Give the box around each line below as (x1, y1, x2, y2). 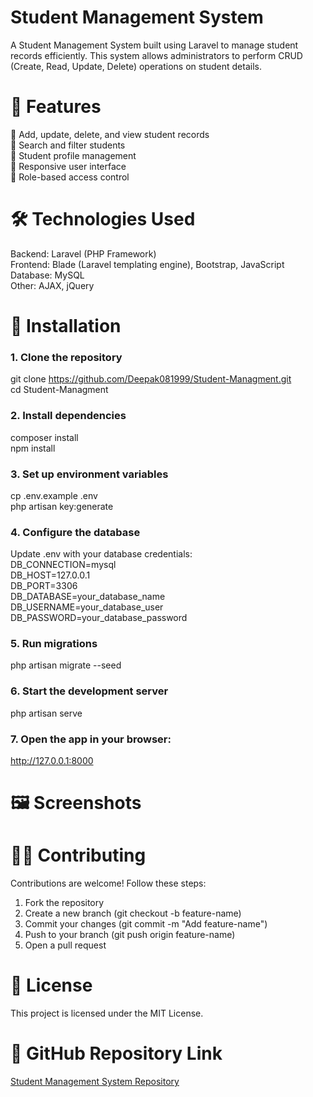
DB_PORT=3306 (10, 580, 78, 592)
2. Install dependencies (10, 409, 127, 423)
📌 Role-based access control (10, 171, 130, 183)
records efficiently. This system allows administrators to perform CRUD (10, 49, 303, 61)
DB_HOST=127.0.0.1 (10, 569, 91, 581)
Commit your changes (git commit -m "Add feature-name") (24, 918, 268, 930)
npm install (10, 442, 56, 454)
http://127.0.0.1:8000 (10, 755, 94, 767)
